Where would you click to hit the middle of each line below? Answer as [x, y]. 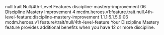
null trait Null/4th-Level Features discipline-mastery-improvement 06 [76, 7]
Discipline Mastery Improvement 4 [40, 12]
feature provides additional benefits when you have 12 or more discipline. [80, 27]
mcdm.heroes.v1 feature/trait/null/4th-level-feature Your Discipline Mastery [82, 22]
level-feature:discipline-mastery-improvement [52, 17]
